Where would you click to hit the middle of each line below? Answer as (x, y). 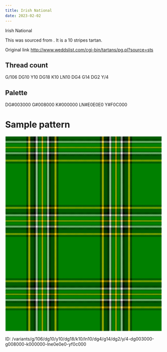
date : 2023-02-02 (23, 16)
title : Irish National (29, 10)
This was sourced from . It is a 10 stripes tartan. (54, 40)
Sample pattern (38, 125)
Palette (16, 92)
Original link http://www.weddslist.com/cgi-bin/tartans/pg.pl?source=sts (79, 50)
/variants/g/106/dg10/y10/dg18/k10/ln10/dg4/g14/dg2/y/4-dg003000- (83, 339)
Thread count (27, 65)
